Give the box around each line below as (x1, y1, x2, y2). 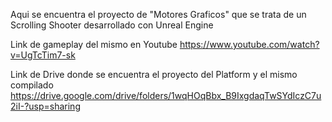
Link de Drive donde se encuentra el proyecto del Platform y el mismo (10, 69, 298, 80)
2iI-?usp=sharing (10, 100, 81, 112)
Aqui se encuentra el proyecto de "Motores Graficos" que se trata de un (10, 9, 307, 20)
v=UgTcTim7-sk (10, 49, 76, 61)
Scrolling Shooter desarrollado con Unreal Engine (10, 19, 214, 31)
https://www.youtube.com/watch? (179, 39, 320, 50)
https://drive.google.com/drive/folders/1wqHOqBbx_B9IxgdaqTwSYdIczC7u (10, 90, 322, 101)
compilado (10, 79, 54, 91)
